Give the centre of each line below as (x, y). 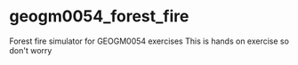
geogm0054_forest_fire (99, 16)
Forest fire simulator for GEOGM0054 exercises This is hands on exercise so (149, 41)
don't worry (31, 50)
